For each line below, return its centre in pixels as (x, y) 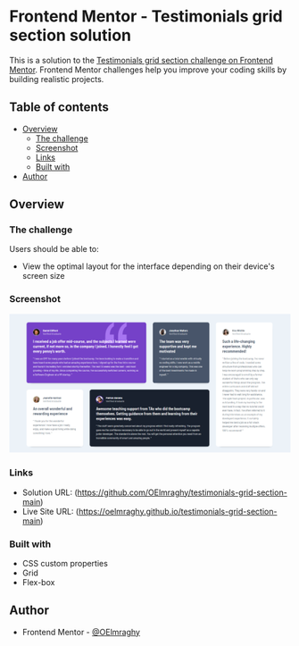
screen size (43, 276)
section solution (71, 35)
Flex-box (38, 582)
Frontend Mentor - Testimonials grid (146, 17)
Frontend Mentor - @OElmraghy (81, 632)
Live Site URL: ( (50, 511)
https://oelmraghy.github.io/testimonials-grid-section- (178, 511)
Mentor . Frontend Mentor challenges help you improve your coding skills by (148, 70)
